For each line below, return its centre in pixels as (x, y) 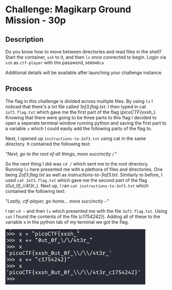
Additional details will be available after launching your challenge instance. (84, 72)
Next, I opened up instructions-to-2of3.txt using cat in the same (76, 138)
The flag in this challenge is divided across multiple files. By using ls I (79, 101)
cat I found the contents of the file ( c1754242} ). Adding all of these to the (83, 216)
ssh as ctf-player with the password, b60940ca (55, 62)
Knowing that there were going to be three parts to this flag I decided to (81, 117)
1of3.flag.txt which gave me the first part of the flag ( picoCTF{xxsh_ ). (81, 112)
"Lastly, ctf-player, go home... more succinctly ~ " (57, 201)
